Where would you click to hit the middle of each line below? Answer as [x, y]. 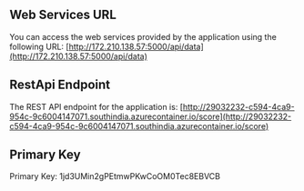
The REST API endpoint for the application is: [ [96, 106]
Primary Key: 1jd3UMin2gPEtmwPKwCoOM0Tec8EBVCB [115, 176]
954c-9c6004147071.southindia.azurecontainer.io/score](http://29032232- [151, 116]
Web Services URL [63, 15]
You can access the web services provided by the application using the [143, 36]
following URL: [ [40, 46]
